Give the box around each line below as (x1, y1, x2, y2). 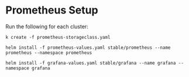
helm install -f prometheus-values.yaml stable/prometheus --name (5, 45, 171, 51)
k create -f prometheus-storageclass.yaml (5, 34, 111, 40)
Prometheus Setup (5, 4, 98, 17)
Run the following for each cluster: (5, 23, 88, 30)
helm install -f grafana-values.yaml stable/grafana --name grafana (5, 60, 176, 66)
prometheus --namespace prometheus (5, 49, 92, 56)
